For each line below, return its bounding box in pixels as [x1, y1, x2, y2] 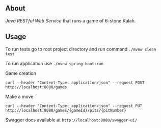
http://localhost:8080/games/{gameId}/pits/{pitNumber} [5, 108, 126, 113]
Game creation [5, 70, 37, 76]
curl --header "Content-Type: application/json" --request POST [5, 80, 145, 85]
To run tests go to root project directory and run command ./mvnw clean [5, 46, 156, 52]
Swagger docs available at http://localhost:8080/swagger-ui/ [5, 117, 138, 123]
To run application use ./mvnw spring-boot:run [5, 60, 103, 66]
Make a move [5, 93, 34, 99]
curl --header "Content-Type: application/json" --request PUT [5, 103, 143, 109]
